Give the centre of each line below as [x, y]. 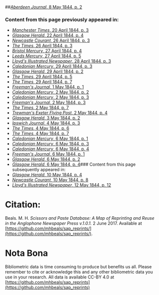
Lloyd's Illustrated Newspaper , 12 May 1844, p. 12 [62, 185]
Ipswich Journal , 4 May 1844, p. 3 [46, 123]
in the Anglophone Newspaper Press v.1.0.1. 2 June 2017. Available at [73, 224]
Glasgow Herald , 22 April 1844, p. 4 [48, 35]
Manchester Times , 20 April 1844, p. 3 [50, 30]
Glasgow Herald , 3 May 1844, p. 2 [46, 118]
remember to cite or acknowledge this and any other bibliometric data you [79, 272]
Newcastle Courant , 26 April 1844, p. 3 [51, 40]
